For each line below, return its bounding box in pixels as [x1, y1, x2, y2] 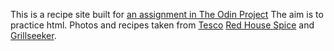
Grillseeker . [10, 30, 57, 41]
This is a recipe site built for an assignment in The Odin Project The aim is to [10, 9, 324, 20]
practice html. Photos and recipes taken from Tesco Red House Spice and [10, 19, 315, 31]
